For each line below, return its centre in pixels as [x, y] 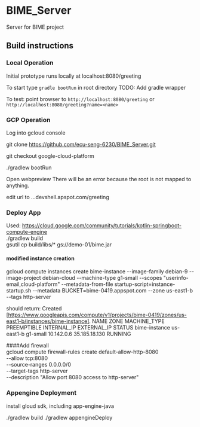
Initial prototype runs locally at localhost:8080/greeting [74, 76]
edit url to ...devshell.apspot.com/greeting [58, 197]
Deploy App [24, 212]
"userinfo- [176, 278]
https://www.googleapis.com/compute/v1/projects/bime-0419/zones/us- [97, 315]
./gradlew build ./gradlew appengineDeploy [59, 417]
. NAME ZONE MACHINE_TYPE [127, 321]
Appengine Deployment [41, 393]
